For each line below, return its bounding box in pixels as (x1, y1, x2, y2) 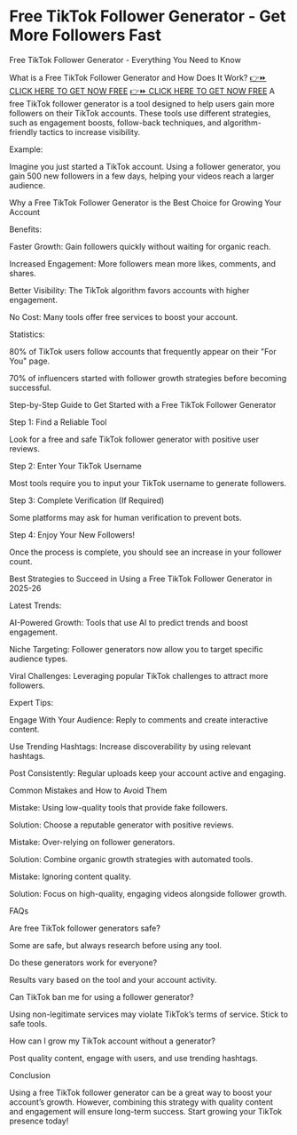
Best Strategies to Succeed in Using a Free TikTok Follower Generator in (9, 573, 273, 584)
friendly (9, 126, 38, 137)
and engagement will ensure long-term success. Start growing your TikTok (9, 1106, 282, 1116)
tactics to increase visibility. (39, 126, 141, 137)
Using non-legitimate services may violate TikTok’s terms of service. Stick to (9, 1009, 288, 1019)
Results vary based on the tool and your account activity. (9, 974, 217, 985)
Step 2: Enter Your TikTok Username (9, 460, 142, 471)
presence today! (9, 1115, 69, 1126)
